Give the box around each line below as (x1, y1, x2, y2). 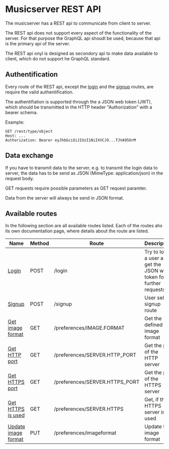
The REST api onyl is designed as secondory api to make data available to (5, 50, 158, 56)
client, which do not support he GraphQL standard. (5, 55, 111, 61)
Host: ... (5, 133, 26, 138)
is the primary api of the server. (5, 40, 70, 46)
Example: (5, 119, 25, 125)
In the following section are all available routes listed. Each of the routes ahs (5, 223, 162, 229)
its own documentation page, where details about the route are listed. (5, 228, 149, 234)
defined (144, 321, 163, 328)
